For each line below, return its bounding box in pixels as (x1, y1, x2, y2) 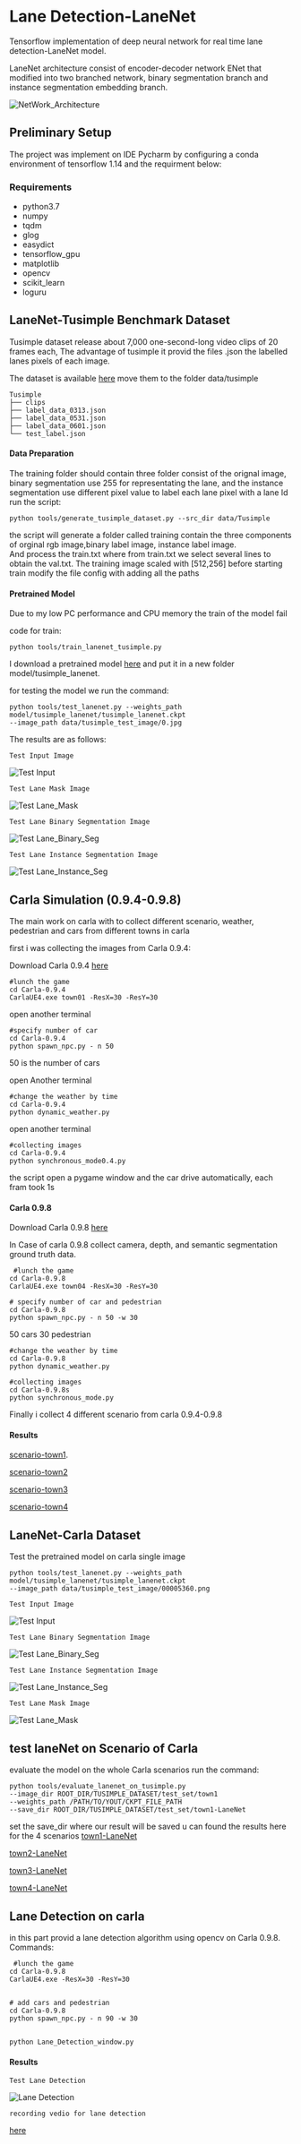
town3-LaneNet (9, 1865, 67, 1876)
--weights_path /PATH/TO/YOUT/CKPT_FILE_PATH (9, 1797, 182, 1806)
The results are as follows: (9, 734, 107, 745)
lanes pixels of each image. (9, 356, 110, 366)
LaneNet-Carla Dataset (9, 1527, 142, 1542)
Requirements (9, 181, 73, 193)
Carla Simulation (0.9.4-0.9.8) (9, 892, 182, 907)
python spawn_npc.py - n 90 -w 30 (9, 2013, 139, 2023)
